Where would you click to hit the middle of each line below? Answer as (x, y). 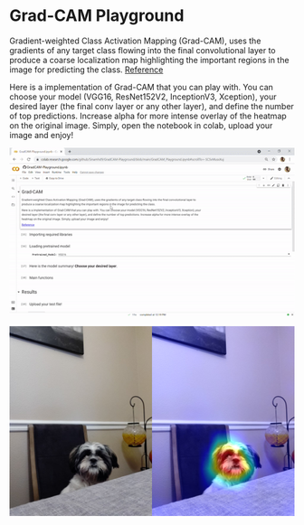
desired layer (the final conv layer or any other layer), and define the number (152, 106)
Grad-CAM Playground (97, 16)
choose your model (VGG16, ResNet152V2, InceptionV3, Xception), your (143, 97)
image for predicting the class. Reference (86, 70)
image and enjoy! (42, 135)
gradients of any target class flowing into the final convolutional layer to (142, 50)
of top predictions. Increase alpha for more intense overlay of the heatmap (148, 116)
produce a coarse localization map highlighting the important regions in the (149, 60)
